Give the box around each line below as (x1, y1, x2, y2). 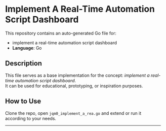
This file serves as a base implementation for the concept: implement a (5, 72, 150, 78)
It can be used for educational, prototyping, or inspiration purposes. (5, 83, 143, 89)
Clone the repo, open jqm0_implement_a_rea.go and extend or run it (5, 110, 142, 116)
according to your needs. (5, 115, 56, 121)
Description (5, 59, 42, 67)
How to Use (5, 97, 41, 105)
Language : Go (12, 45, 42, 51)
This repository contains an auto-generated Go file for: (5, 30, 117, 36)
